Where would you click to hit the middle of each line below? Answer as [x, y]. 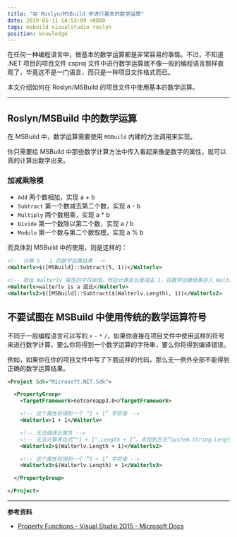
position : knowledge [38, 34]
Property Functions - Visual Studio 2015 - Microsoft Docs [101, 526]
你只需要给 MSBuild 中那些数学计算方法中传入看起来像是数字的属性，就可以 [117, 152]
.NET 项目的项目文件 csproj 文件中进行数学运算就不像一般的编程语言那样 [113, 64]
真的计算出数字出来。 [38, 160]
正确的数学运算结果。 [38, 368]
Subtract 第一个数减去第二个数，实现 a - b [79, 206]
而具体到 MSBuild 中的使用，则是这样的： [68, 247]
